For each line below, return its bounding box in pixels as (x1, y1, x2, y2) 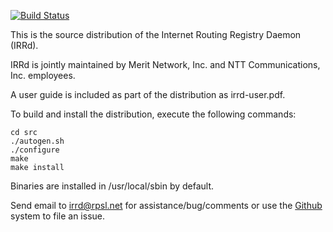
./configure (10, 145, 60, 155)
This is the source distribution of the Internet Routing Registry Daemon (10, 29, 302, 40)
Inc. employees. (10, 70, 76, 81)
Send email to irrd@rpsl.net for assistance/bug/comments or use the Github (10, 200, 323, 211)
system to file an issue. (10, 210, 106, 222)
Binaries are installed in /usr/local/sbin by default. (10, 180, 215, 192)
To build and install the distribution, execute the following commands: (10, 108, 297, 120)
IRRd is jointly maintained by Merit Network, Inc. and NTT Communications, (10, 59, 321, 70)
